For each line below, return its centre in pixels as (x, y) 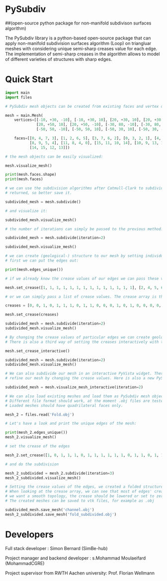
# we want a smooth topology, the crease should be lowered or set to (80, 496)
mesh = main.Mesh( (24, 115)
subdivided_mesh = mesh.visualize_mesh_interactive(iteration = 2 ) (74, 387)
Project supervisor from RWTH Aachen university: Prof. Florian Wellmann (80, 573)
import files (19, 97)
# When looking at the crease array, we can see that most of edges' (79, 492)
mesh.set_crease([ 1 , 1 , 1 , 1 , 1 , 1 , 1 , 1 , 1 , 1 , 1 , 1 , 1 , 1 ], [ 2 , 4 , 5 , (82, 288)
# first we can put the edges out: (42, 261)
